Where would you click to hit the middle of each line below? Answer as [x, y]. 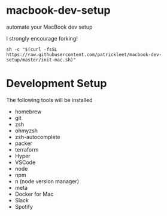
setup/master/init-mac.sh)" [41, 60]
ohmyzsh [26, 130]
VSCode [25, 162]
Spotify [24, 206]
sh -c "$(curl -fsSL [32, 49]
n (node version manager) [47, 181]
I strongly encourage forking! [42, 38]
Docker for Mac [34, 194]
